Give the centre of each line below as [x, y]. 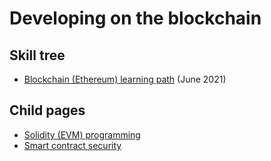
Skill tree [37, 55]
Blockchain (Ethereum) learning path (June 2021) [125, 79]
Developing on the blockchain [135, 18]
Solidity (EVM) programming [82, 134]
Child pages [47, 110]
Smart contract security [72, 145]
